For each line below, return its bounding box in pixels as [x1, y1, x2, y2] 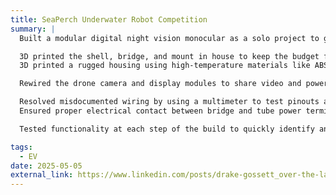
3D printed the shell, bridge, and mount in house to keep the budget [19, 51, 320, 61]
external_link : [10, 170, 74, 180]
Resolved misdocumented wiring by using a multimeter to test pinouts [19, 97, 320, 107]
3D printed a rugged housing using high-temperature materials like [19, 61, 311, 71]
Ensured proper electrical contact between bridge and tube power [19, 106, 302, 116]
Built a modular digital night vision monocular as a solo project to [19, 33, 320, 43]
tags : [10, 142, 33, 152]
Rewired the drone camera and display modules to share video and [19, 79, 302, 89]
